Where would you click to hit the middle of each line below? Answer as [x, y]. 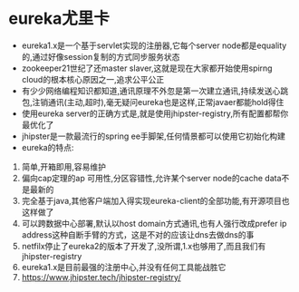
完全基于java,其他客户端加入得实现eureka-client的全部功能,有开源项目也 [155, 200]
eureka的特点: [48, 147]
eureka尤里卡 [59, 19]
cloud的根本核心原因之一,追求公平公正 [93, 79]
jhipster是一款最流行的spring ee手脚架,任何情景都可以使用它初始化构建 [154, 136]
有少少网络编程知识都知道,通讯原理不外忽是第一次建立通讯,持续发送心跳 [155, 91]
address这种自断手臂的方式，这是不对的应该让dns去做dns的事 [138, 234]
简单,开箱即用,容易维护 [63, 166]
